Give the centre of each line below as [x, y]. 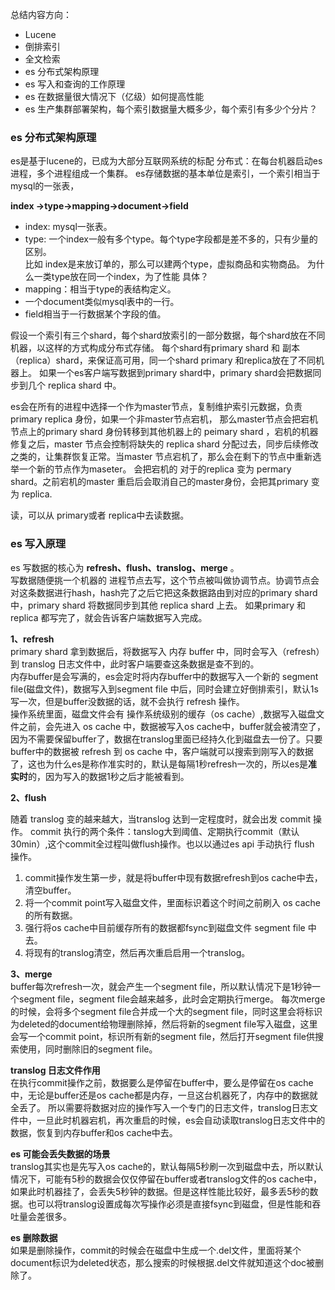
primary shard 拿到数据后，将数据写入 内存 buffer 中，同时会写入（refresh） [167, 651]
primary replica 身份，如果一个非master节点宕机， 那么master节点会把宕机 [164, 419]
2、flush [28, 797]
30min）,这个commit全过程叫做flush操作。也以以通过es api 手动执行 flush [162, 844]
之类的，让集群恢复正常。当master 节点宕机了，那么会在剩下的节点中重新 [161, 457]
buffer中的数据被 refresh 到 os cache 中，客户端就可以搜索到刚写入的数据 [162, 751]
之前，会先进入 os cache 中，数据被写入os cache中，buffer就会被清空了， [172, 726]
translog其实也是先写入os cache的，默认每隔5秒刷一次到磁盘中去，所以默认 [167, 1166]
